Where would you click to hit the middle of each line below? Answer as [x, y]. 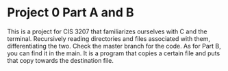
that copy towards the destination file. [61, 60]
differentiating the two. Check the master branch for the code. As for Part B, [114, 46]
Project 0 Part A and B [71, 13]
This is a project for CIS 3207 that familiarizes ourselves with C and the [107, 31]
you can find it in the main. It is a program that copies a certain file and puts [114, 53]
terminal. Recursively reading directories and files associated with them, [109, 38]
